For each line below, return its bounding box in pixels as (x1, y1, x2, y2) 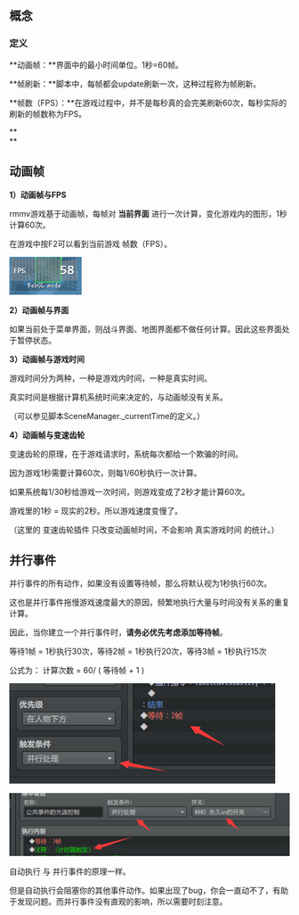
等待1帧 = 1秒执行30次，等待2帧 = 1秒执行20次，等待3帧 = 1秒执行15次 (9, 646, 267, 657)
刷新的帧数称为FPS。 (9, 108, 87, 119)
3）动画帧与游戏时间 (9, 353, 85, 364)
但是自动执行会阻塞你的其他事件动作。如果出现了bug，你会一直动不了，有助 (9, 885, 289, 895)
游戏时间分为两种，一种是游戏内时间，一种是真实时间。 (9, 373, 212, 383)
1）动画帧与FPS (9, 189, 67, 200)
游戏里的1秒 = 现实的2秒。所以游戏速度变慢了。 (9, 505, 183, 515)
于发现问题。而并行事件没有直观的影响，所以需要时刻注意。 (9, 895, 228, 907)
